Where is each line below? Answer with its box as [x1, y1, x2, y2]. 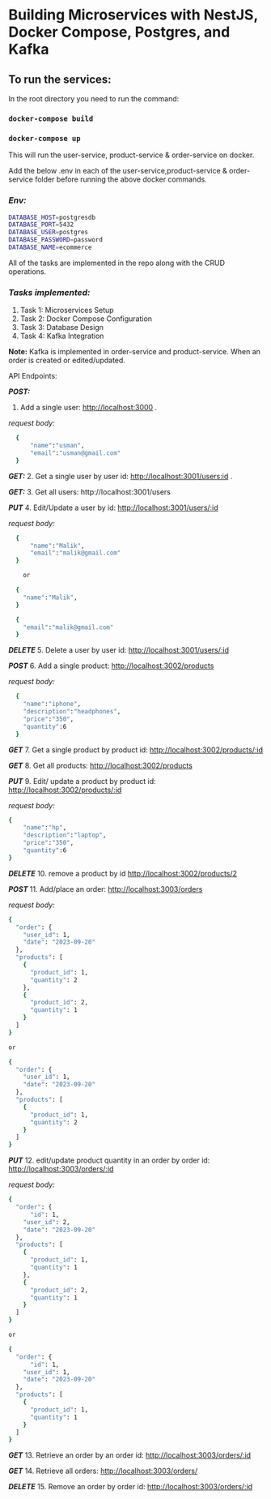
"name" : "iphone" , [23, 700, 82, 709]
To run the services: [8, 72, 112, 86]
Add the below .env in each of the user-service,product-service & [8, 166, 228, 176]
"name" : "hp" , [23, 824, 67, 832]
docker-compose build [8, 113, 94, 123]
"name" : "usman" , [29, 442, 85, 450]
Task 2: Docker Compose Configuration [19, 314, 152, 323]
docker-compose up [8, 134, 81, 143]
